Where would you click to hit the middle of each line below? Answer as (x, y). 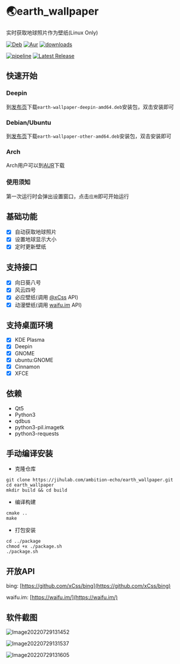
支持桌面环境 (30, 325)
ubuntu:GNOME (34, 360)
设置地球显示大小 (36, 239)
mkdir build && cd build (37, 490)
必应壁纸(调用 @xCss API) (46, 297)
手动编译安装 (30, 453)
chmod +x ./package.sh (34, 547)
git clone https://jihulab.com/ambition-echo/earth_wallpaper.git (90, 480)
